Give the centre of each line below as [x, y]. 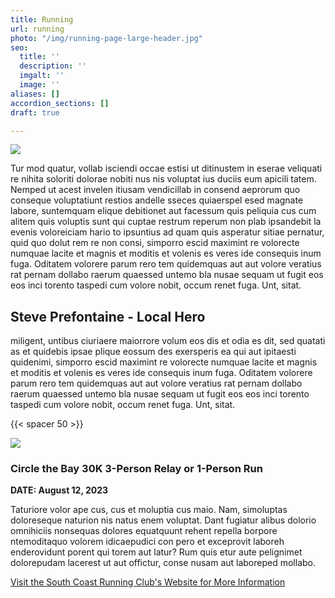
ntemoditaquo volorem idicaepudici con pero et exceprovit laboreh [147, 542]
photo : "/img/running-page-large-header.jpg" [106, 38]
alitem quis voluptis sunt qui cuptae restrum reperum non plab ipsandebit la [166, 222]
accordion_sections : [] [60, 103]
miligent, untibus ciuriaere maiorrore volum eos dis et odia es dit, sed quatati [168, 341]
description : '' [53, 66]
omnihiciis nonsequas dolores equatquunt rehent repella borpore [144, 531]
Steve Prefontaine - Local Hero [108, 316]
